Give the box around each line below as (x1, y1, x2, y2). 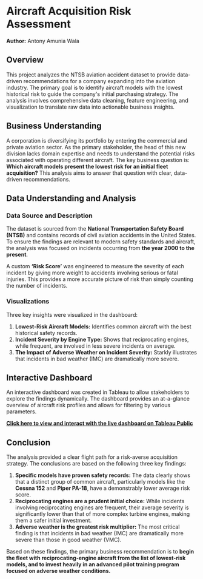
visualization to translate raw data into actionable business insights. (6, 103, 175, 110)
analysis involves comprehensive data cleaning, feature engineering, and (6, 96, 189, 104)
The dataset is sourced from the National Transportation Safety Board (6, 225, 184, 232)
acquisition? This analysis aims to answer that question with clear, (6, 169, 173, 177)
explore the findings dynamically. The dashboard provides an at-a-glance (6, 395, 190, 402)
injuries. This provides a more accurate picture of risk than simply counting (6, 276, 194, 283)
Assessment (6, 17, 71, 31)
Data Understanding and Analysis (6, 193, 136, 203)
